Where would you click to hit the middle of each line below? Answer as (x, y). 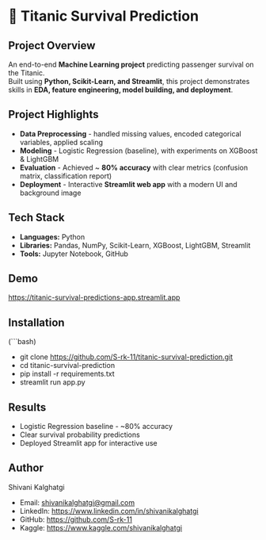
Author (26, 468)
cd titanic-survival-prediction (67, 366)
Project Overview (52, 46)
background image (50, 193)
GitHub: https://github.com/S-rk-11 (76, 519)
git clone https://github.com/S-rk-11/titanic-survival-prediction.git (126, 357)
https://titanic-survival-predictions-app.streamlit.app (94, 297)
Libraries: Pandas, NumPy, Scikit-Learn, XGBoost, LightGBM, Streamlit (135, 245)
